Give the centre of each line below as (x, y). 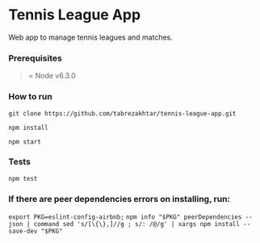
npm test (23, 178)
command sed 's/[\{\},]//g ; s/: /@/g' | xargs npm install (137, 224)
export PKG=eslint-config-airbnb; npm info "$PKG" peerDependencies (125, 217)
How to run (30, 97)
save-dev (23, 232)
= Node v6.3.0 (52, 76)
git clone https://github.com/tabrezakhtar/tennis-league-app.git (122, 113)
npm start (25, 142)
